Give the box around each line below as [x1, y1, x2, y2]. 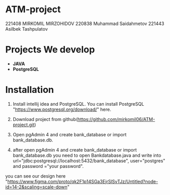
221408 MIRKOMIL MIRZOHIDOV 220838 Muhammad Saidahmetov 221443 [5, 20, 165, 27]
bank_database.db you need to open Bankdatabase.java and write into [12, 152, 161, 158]
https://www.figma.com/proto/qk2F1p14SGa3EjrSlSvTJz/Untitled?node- [7, 178, 158, 184]
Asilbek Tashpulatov [5, 26, 48, 32]
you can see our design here [5, 173, 66, 179]
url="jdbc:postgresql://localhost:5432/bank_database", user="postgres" [12, 157, 165, 164]
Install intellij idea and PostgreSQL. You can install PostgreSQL [12, 101, 144, 107]
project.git [12, 121, 35, 128]
